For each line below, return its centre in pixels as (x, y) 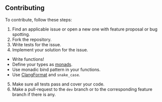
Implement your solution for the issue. (50, 50)
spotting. (21, 34)
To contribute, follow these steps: (38, 19)
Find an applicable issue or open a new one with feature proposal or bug (85, 29)
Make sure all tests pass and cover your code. (58, 84)
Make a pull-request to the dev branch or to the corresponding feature (82, 89)
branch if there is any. (34, 94)
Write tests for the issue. (37, 44)
